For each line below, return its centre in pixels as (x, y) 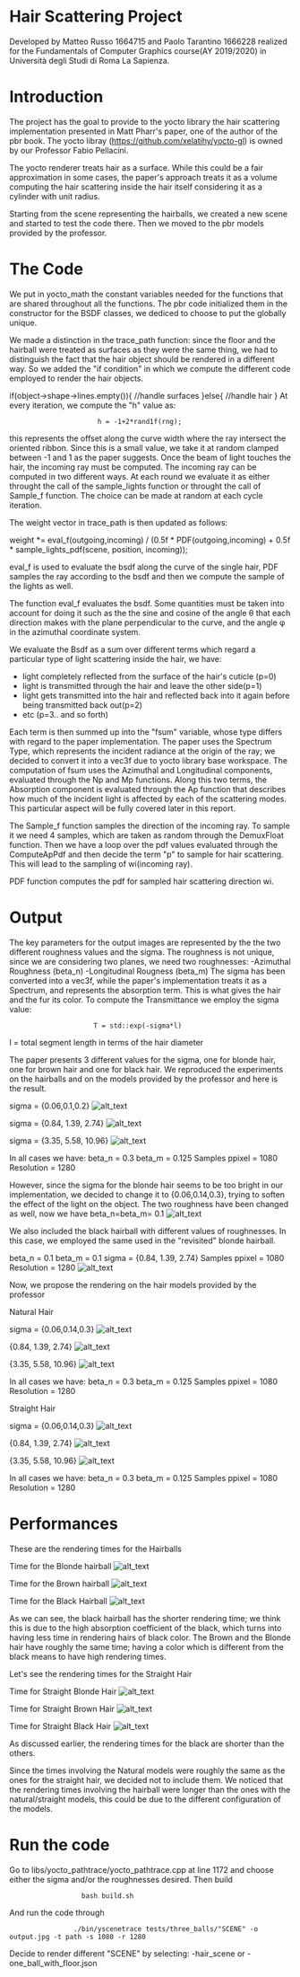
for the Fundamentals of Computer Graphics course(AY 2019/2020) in (138, 50)
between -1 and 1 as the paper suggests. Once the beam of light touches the (150, 457)
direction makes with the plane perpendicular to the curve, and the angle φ (147, 622)
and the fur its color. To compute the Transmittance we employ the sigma (144, 1000)
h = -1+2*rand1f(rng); (139, 421)
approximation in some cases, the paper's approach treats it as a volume (143, 177)
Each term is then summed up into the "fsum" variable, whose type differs (146, 732)
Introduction (56, 97)
